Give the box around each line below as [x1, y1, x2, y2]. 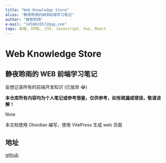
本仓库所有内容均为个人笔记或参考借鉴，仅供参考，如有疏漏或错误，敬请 [5, 95, 156, 101]
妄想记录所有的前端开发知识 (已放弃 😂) [5, 84, 88, 90]
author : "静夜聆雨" [5, 17, 44, 22]
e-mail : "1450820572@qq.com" [5, 21, 67, 27]
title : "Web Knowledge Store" [5, 7, 70, 13]
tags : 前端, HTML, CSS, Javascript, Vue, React [5, 26, 107, 31]
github [5, 152, 19, 158]
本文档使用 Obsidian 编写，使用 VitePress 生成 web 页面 [5, 122, 123, 128]
